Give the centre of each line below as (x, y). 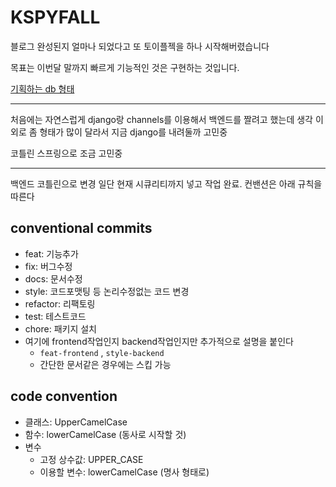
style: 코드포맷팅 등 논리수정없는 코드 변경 (107, 291)
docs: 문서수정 (53, 278)
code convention (64, 396)
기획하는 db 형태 (42, 88)
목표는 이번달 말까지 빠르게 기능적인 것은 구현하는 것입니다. (125, 67)
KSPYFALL (55, 17)
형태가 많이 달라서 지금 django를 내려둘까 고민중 (133, 132)
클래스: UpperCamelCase (76, 422)
